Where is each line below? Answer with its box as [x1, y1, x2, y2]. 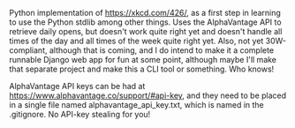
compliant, [9, 45, 48, 56]
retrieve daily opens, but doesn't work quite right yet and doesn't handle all [9, 26, 283, 36]
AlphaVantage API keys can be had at [9, 81, 146, 91]
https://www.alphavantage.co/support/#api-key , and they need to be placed [9, 90, 287, 101]
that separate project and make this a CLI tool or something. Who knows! [9, 64, 275, 74]
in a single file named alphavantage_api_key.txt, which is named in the [9, 100, 265, 109]
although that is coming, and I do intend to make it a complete [49, 45, 275, 56]
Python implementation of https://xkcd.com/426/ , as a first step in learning [9, 8, 281, 18]
